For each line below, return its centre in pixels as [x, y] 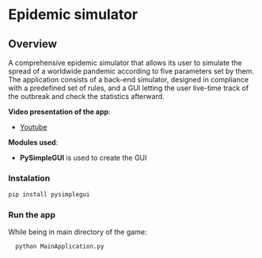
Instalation [29, 178]
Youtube [33, 127]
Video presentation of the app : [59, 112]
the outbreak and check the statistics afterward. [86, 96]
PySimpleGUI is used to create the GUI [83, 157]
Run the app [32, 215]
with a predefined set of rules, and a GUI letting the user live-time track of [129, 88]
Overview [33, 44]
